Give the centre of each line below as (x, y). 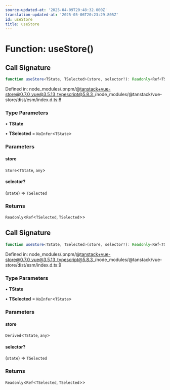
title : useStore (22, 24)
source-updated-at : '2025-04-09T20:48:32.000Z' (56, 10)
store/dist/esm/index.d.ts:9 (33, 265)
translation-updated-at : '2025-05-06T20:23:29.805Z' (62, 15)
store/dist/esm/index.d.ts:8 (33, 100)
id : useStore (19, 19)
